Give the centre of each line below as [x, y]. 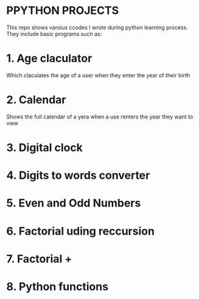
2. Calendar [36, 100]
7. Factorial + [39, 259]
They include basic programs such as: [54, 33]
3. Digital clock [45, 148]
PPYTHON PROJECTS [63, 11]
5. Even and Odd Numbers [74, 203]
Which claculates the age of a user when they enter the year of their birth [98, 75]
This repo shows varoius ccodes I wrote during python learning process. [97, 27]
